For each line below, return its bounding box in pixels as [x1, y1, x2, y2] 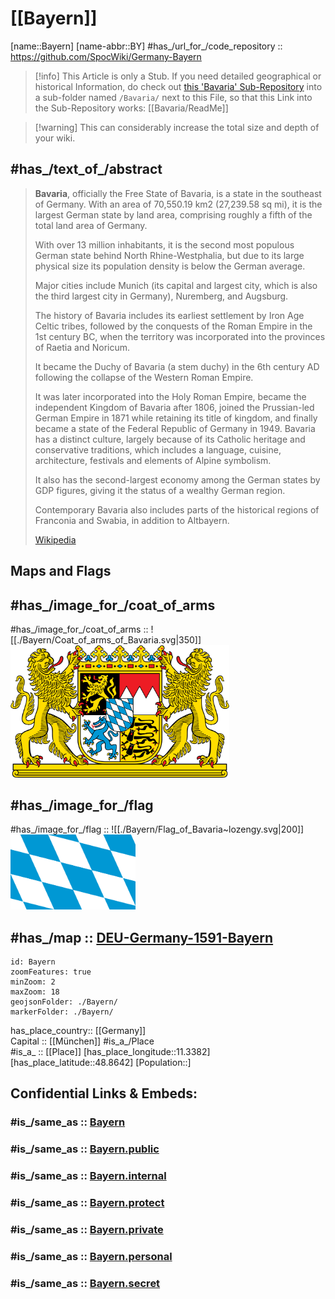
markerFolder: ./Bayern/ [10, 1007, 114, 1017]
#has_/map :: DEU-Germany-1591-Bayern [10, 929, 274, 946]
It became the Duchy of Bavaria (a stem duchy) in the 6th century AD [34, 360, 320, 372]
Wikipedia [34, 533, 77, 546]
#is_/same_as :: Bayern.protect [10, 1196, 165, 1210]
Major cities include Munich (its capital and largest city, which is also [34, 279, 318, 291]
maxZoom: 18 [10, 987, 60, 997]
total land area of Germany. [34, 219, 148, 231]
